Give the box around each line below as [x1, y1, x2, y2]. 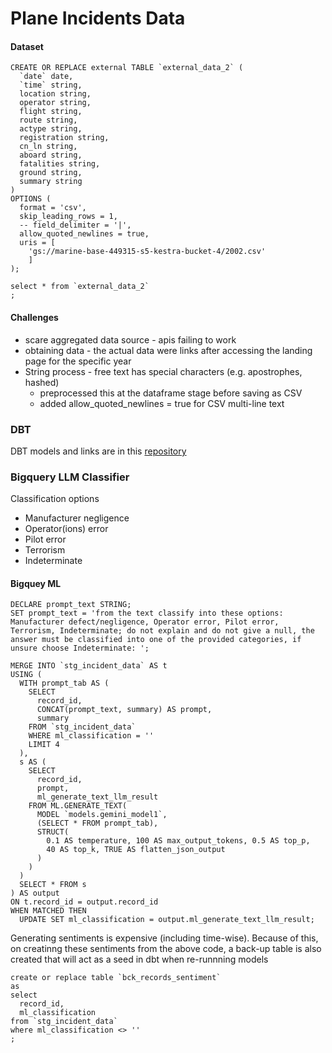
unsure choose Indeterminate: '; [10, 643, 150, 654]
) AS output [10, 888, 60, 899]
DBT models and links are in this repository [10, 445, 187, 457]
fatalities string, [19, 159, 101, 169]
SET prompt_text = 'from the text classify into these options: [10, 608, 284, 619]
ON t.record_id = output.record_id [10, 897, 159, 907]
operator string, [19, 98, 92, 108]
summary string [19, 177, 83, 187]
